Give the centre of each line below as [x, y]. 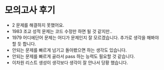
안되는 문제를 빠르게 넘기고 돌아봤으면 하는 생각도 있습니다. [69, 50]
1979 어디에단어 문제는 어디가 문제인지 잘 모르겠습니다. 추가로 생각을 [79, 37]
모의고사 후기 [30, 10]
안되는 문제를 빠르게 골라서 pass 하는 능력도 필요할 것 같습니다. [73, 56]
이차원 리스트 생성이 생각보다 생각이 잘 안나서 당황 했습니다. [70, 62]
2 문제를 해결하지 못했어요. [38, 25]
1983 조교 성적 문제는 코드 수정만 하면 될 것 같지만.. [62, 31]
